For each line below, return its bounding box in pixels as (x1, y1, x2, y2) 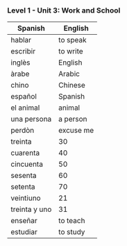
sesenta (10, 171, 37, 181)
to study (58, 227, 85, 237)
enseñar (10, 216, 38, 226)
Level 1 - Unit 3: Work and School (7, 6, 121, 15)
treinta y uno (10, 204, 52, 214)
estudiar (10, 227, 38, 237)
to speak (58, 35, 87, 45)
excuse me (58, 126, 94, 136)
